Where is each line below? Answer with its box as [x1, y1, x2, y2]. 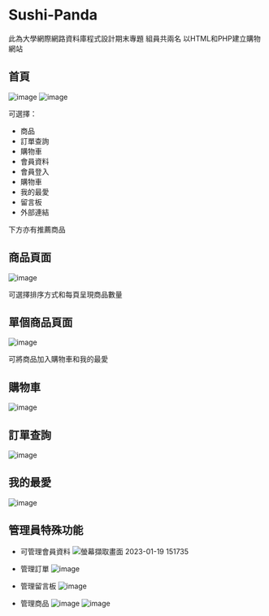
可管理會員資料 [20, 546, 71, 556]
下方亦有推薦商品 [8, 224, 66, 234]
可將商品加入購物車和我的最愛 [8, 354, 108, 364]
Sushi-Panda [8, 6, 98, 24]
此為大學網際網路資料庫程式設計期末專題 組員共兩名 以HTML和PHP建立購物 [8, 33, 262, 43]
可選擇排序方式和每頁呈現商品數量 [8, 289, 123, 299]
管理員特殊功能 [8, 523, 84, 537]
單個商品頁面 [8, 315, 73, 329]
